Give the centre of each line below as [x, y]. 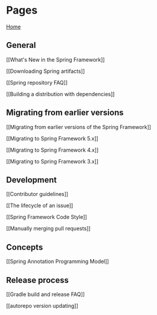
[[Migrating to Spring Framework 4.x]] [52, 150]
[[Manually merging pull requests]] [48, 229]
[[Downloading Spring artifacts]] [46, 71]
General [21, 45]
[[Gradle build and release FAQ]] [45, 294]
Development [32, 180]
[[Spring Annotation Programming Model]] [58, 262]
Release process [38, 280]
